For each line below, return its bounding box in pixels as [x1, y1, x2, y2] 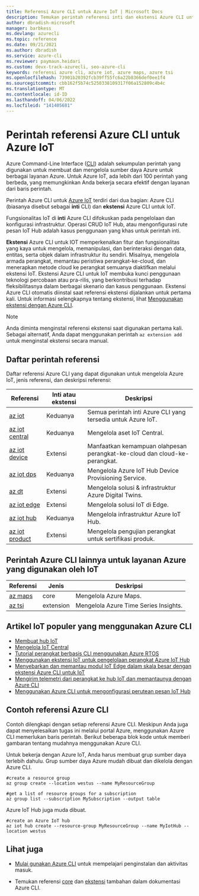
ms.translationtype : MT [6, 86, 65, 92]
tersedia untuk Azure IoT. [87, 416, 158, 424]
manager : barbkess [6, 25, 52, 31]
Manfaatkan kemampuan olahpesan [87, 442, 187, 451]
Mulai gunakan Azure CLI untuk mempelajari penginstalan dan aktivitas [14, 860, 188, 867]
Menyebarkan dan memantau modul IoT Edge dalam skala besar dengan [14, 662, 191, 669]
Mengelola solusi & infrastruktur [87, 484, 176, 492]
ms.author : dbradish [6, 47, 57, 53]
